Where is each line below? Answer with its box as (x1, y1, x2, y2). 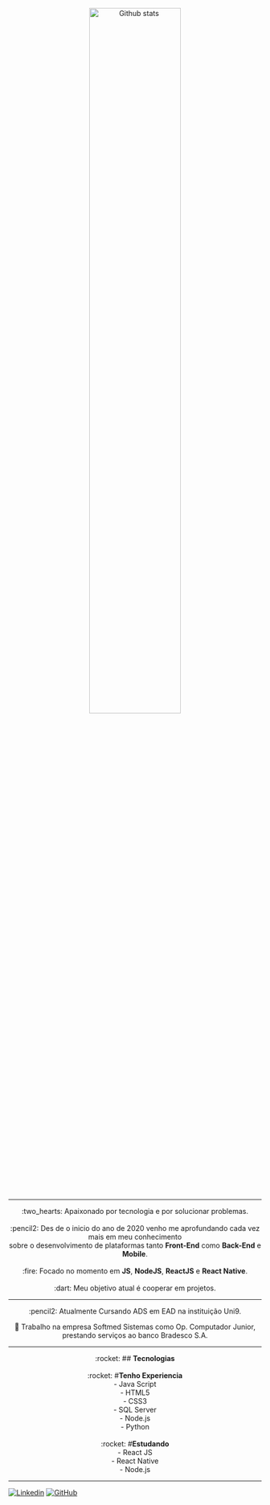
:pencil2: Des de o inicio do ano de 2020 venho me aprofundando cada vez (10, 1224, 260, 1232)
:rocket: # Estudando (100, 1439, 170, 1449)
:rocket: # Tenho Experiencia (87, 1371, 183, 1380)
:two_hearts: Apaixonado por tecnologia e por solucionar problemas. (21, 1207, 249, 1216)
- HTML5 (120, 1388, 150, 1397)
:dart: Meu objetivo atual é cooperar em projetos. (54, 1283, 216, 1293)
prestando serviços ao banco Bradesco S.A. (62, 1331, 208, 1340)
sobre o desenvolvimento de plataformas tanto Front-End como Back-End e (9, 1240, 261, 1250)
